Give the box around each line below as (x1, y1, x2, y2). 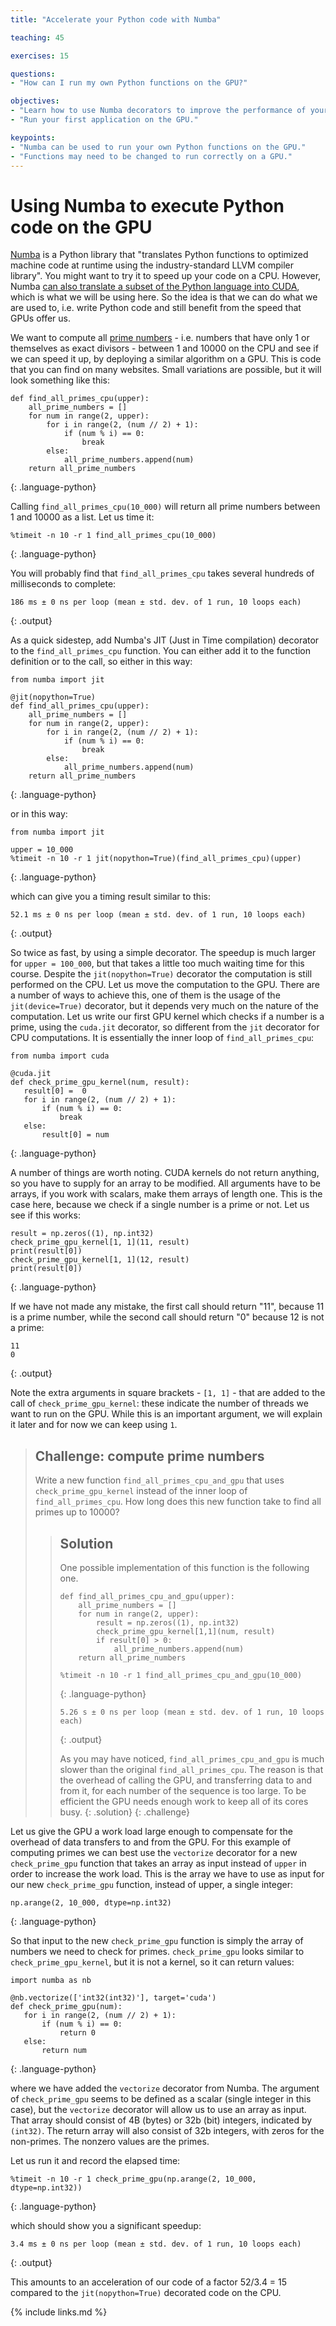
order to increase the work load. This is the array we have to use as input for (10, 1867, 325, 1880)
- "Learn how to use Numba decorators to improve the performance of (10, 106, 307, 116)
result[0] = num (41, 1130, 110, 1140)
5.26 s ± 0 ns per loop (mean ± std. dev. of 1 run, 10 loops (59, 1707, 325, 1717)
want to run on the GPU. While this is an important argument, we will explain (10, 1408, 323, 1420)
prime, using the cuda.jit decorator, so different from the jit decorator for (10, 1021, 320, 1033)
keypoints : (10, 132, 56, 143)
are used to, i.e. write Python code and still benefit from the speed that (10, 302, 302, 314)
